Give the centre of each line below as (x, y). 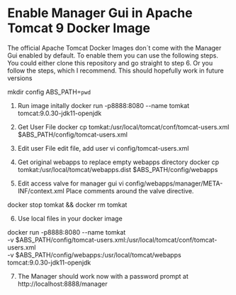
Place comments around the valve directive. (130, 191)
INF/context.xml (41, 191)
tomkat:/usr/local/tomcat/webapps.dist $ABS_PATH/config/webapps (118, 169)
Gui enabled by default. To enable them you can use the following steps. (113, 55)
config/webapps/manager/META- (174, 183)
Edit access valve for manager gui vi (71, 183)
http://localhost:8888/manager (62, 284)
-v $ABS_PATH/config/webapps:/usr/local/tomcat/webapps (95, 254)
